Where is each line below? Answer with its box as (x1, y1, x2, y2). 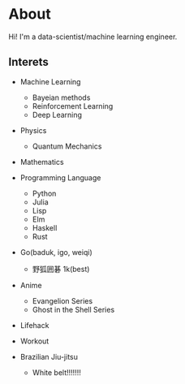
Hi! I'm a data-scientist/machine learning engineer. (8, 32, 178, 41)
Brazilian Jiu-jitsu (19, 352, 79, 361)
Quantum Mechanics (32, 141, 102, 151)
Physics (19, 125, 47, 135)
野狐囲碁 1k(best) (32, 264, 90, 274)
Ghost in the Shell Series (32, 304, 115, 314)
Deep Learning (32, 110, 83, 119)
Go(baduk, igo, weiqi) (19, 247, 92, 257)
